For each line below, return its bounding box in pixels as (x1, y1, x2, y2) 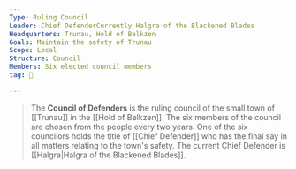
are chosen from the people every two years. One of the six (30, 121, 248, 132)
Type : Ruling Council (9, 12, 89, 22)
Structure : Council (9, 54, 81, 63)
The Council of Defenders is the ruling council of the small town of (30, 103, 276, 113)
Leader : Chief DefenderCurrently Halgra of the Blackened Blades (9, 21, 254, 30)
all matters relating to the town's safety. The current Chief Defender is (30, 140, 285, 150)
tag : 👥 (9, 71, 34, 80)
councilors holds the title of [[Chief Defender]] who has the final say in (30, 130, 288, 142)
